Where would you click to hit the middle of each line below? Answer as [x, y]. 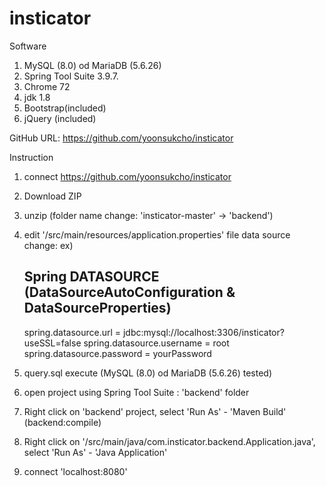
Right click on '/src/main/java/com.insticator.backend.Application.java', [169, 441]
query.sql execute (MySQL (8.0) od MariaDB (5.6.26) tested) [148, 373]
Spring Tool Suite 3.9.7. [71, 76]
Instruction [31, 157]
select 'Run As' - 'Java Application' [95, 452]
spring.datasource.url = [72, 332]
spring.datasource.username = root [156, 343]
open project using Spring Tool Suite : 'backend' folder [136, 392]
